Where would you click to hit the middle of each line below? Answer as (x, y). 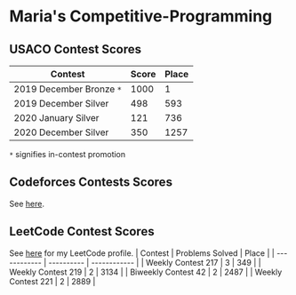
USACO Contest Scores (76, 49)
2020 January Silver (56, 118)
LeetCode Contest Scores (82, 231)
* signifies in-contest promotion (68, 154)
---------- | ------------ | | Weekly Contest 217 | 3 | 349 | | (155, 262)
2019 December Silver (61, 104)
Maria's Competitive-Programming (141, 16)
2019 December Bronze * (68, 89)
